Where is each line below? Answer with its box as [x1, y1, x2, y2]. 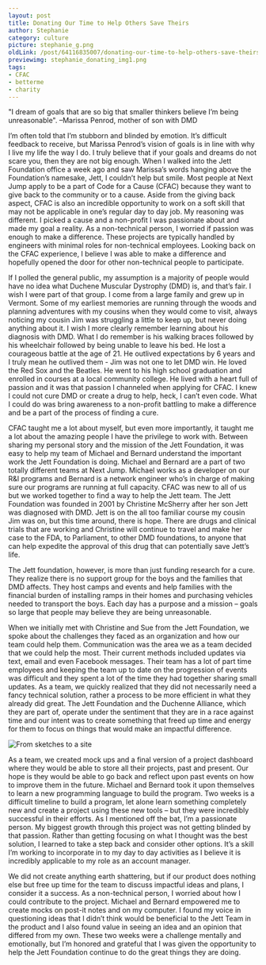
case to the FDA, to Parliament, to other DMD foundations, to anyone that [8, 533, 247, 542]
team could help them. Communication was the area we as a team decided [8, 640, 252, 650]
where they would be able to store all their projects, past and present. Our [8, 763, 249, 773]
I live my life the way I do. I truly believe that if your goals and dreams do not [8, 148, 257, 157]
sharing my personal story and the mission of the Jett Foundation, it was [8, 440, 244, 450]
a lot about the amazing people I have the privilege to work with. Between [8, 432, 248, 442]
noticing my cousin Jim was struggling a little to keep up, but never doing [8, 315, 247, 325]
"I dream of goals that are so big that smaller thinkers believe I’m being [8, 107, 239, 117]
